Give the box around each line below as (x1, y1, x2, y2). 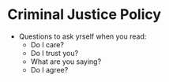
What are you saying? (30, 57, 102, 66)
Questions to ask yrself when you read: (18, 32, 147, 41)
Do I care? (30, 39, 65, 49)
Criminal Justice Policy (7, 6, 162, 24)
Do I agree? (30, 65, 69, 74)
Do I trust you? (30, 48, 79, 58)
